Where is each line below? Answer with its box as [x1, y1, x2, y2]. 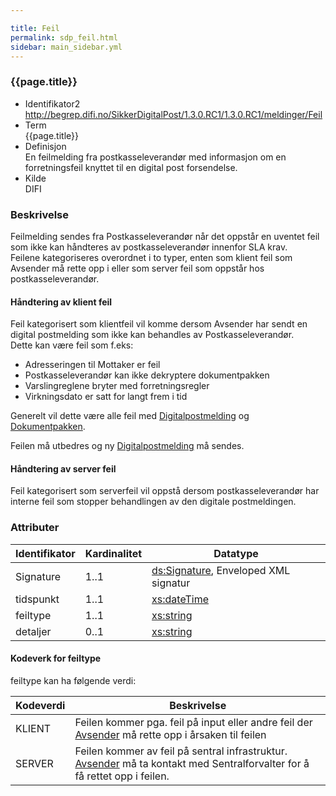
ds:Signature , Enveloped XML [151, 563, 291, 577]
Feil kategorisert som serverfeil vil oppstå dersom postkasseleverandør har [10, 485, 320, 497]
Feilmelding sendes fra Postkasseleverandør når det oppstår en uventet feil [10, 230, 320, 242]
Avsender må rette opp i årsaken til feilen [74, 727, 267, 741]
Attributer [10, 521, 60, 535]
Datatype [213, 546, 259, 560]
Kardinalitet [84, 546, 143, 560]
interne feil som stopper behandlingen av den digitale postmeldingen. [10, 496, 297, 508]
